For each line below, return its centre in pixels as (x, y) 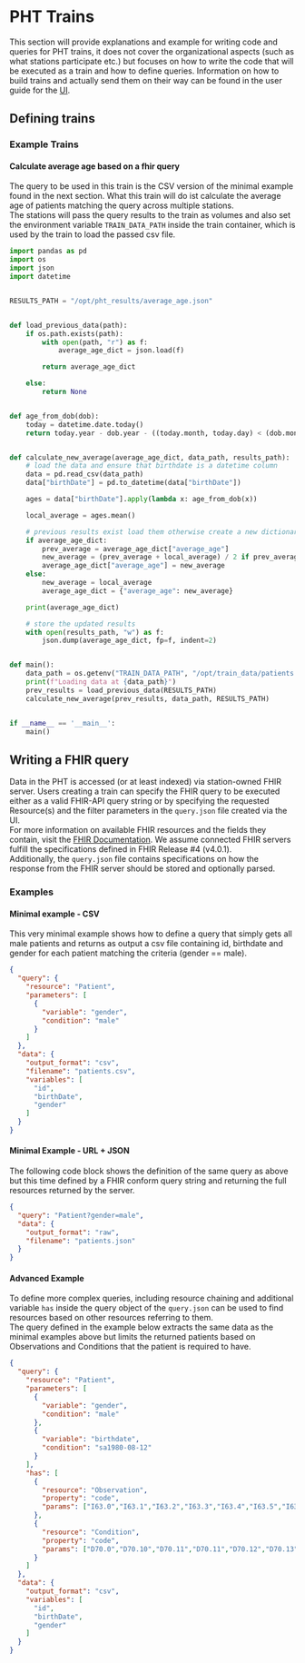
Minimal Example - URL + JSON (69, 1151)
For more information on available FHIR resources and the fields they (138, 830)
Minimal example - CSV (54, 914)
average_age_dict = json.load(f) (121, 351)
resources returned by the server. (72, 1191)
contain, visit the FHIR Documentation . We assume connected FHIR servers (150, 840)
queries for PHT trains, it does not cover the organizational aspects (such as (152, 51)
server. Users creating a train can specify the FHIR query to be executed (145, 791)
